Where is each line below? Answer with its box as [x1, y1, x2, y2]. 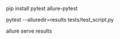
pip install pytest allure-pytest [6, 5, 78, 12]
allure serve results [6, 27, 53, 34]
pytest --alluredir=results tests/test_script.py [6, 16, 114, 23]
